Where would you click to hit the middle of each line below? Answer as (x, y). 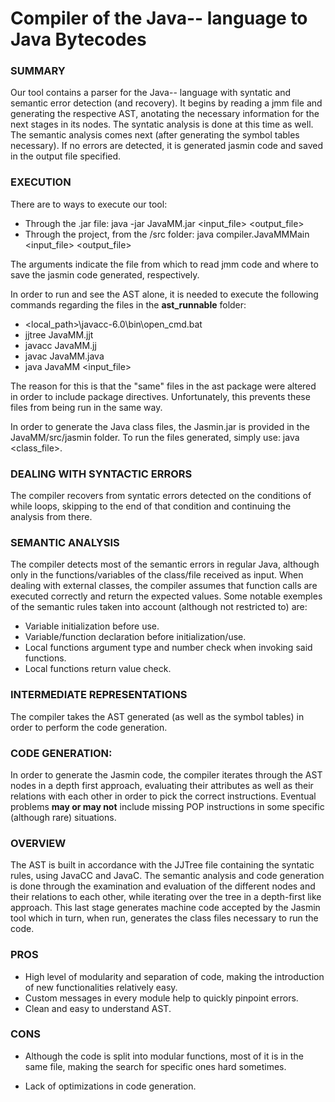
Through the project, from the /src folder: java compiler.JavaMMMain (167, 234)
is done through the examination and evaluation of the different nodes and (163, 886)
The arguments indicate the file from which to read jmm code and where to (164, 264)
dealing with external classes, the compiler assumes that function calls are (164, 586)
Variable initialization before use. (92, 626)
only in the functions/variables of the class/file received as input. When (157, 575)
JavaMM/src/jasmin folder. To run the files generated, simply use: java (155, 437)
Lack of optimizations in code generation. (110, 1086)
